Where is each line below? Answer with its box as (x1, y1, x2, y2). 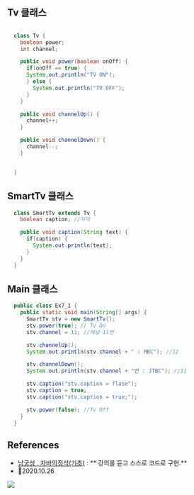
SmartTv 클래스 (7, 190, 74, 202)
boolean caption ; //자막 (20, 216, 91, 223)
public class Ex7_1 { (13, 302, 78, 310)
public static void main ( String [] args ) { (20, 309, 147, 316)
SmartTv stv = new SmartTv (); (25, 316, 115, 323)
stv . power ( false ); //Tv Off (25, 406, 110, 413)
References (7, 439, 59, 451)
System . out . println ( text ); (33, 242, 113, 249)
